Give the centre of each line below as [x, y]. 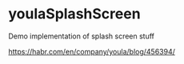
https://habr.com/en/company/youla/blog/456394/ [92, 51]
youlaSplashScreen [75, 14]
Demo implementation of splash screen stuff [81, 36]
